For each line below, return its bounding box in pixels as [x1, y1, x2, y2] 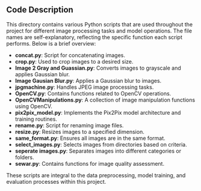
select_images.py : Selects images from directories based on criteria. [14, 141, 188, 148]
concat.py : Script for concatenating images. [14, 51, 125, 59]
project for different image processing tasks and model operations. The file [6, 27, 193, 34]
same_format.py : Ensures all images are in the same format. [14, 135, 165, 142]
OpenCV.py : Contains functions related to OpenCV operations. [14, 89, 172, 97]
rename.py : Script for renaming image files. [14, 121, 124, 129]
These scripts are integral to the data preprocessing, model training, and [6, 171, 186, 179]
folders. [14, 153, 34, 161]
